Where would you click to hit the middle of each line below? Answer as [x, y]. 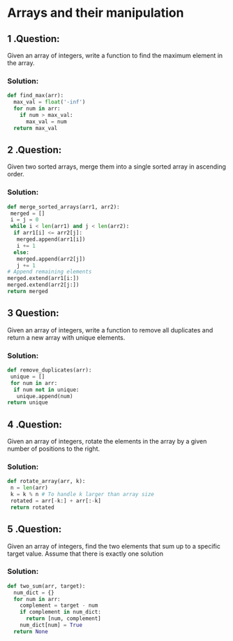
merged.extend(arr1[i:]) [43, 279]
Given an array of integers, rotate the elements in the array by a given [107, 442]
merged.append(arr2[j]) [51, 259]
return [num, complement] [63, 619]
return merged [28, 292]
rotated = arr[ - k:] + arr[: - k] [55, 501]
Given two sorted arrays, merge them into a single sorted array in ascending [117, 167]
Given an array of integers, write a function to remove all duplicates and [110, 330]
